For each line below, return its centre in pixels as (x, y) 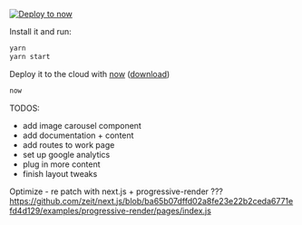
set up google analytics (66, 154)
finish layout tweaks (60, 173)
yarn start (30, 56)
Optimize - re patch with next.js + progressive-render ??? (117, 191)
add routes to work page (68, 144)
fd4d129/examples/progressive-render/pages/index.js (110, 210)
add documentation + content (78, 135)
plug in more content (62, 164)
